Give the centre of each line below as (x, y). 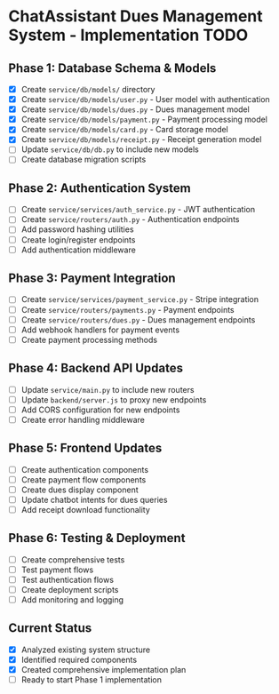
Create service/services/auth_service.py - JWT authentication (138, 210)
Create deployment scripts (70, 589)
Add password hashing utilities (77, 229)
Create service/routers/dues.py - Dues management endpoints (138, 319)
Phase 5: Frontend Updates (85, 448)
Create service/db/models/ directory (88, 89)
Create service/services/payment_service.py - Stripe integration (140, 299)
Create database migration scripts (84, 160)
